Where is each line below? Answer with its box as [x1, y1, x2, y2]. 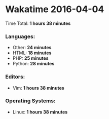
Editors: [5, 73, 25, 81]
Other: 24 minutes [12, 45, 52, 51]
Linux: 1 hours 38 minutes [12, 109, 68, 115]
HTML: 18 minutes [12, 50, 52, 56]
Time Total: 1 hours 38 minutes [5, 20, 71, 26]
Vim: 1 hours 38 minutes [12, 85, 64, 91]
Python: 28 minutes [12, 61, 55, 67]
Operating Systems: [5, 97, 56, 104]
